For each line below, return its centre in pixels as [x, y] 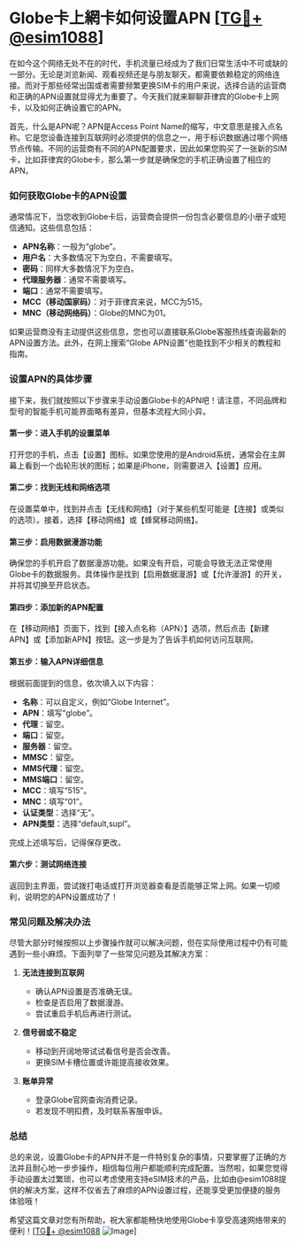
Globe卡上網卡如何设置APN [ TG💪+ [136, 18]
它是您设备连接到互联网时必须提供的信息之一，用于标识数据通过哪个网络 [156, 137]
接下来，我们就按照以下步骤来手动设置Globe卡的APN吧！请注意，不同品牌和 [148, 400]
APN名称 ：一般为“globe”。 [71, 247]
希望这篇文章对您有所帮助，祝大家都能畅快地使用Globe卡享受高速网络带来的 [148, 1220]
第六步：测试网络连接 [48, 864]
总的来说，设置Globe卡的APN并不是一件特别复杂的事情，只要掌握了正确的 [145, 1157]
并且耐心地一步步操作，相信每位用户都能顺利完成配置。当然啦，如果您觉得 [152, 1168]
